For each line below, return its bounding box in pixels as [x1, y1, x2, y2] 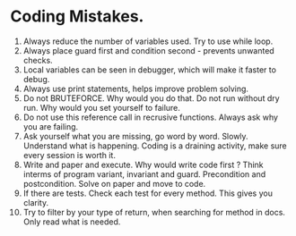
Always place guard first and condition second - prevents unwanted [22, 45, 274, 55]
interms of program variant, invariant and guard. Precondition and [22, 168, 266, 180]
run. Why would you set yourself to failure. [22, 102, 180, 113]
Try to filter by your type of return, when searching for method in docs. [22, 206, 286, 217]
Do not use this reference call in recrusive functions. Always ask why [22, 112, 279, 122]
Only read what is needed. [22, 216, 121, 227]
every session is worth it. [22, 149, 116, 160]
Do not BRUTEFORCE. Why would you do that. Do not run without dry [22, 92, 281, 104]
